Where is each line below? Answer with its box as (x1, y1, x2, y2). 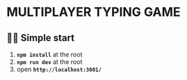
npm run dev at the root (16, 58, 83, 66)
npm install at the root (16, 50, 83, 58)
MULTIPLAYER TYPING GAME (6, 4, 181, 20)
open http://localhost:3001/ (16, 65, 102, 73)
